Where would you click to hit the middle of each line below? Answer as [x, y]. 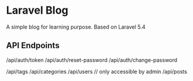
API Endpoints [33, 46]
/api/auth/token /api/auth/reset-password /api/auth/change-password [92, 60]
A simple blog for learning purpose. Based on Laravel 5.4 [76, 27]
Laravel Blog [37, 10]
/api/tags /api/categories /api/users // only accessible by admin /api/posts [97, 71]
